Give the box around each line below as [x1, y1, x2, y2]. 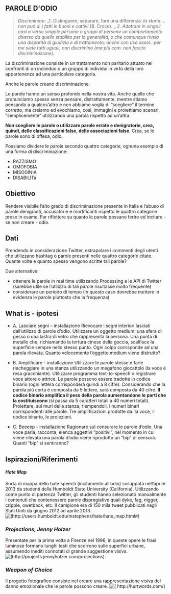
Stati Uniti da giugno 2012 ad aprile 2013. [5, 507, 92, 513]
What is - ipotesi [5, 309, 59, 318]
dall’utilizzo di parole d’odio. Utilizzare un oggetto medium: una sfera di [12, 328, 162, 334]
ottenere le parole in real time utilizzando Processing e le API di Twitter [12, 278, 162, 284]
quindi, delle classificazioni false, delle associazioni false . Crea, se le [5, 128, 155, 134]
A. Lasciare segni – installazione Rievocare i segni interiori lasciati [12, 323, 151, 329]
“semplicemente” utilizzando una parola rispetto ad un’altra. [5, 112, 131, 118]
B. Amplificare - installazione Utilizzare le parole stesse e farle [12, 360, 143, 366]
